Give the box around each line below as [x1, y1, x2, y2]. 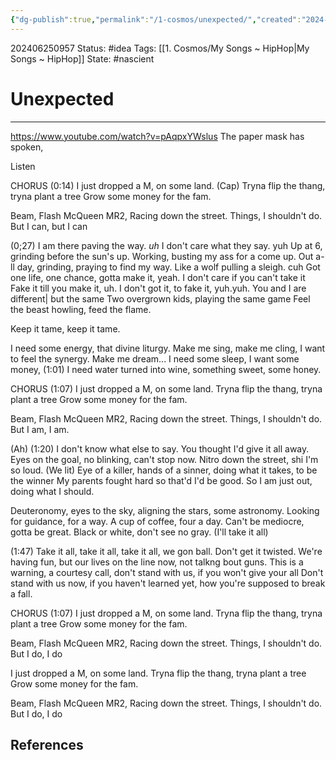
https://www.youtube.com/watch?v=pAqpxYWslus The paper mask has [10, 130, 305, 142]
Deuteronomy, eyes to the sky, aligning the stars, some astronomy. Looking [10, 504, 320, 516]
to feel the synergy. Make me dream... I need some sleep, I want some [10, 352, 300, 365]
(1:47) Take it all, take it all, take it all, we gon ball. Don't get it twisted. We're [10, 545, 323, 557]
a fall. [10, 587, 33, 600]
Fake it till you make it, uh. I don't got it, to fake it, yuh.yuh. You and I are [10, 282, 307, 294]
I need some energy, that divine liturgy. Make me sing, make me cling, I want [10, 342, 326, 354]
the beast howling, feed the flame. [10, 303, 152, 315]
